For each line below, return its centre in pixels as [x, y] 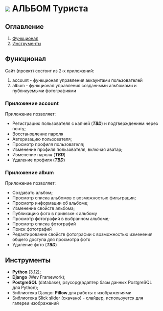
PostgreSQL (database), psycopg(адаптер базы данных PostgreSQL [82, 283]
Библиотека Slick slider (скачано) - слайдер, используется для [78, 298]
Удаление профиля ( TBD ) [38, 160]
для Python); [25, 287]
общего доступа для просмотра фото [51, 239]
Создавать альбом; [32, 193]
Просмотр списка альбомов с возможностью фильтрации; [74, 198]
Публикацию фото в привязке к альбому [55, 214]
